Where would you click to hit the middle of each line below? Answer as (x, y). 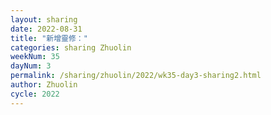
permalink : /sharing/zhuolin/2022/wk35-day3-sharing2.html (136, 76)
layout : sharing (44, 19)
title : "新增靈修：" (49, 38)
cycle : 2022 (35, 94)
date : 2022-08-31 (46, 29)
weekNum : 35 (35, 57)
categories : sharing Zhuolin (71, 47)
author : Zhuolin (44, 85)
